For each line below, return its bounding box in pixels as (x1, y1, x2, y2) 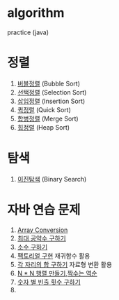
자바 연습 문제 (7, 202, 81, 218)
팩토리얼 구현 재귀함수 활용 (17, 251, 90, 260)
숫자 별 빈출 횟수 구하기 (17, 278, 81, 286)
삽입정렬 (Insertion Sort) (17, 97, 86, 105)
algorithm (7, 5, 65, 21)
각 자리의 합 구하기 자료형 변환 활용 (17, 260, 113, 268)
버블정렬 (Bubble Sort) (17, 79, 80, 88)
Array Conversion (17, 226, 68, 234)
